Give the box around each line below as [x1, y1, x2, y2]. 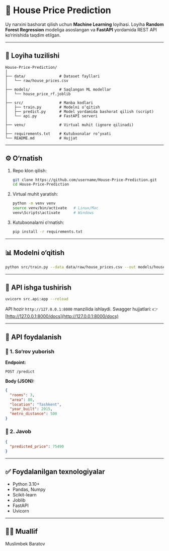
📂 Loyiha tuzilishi [5, 52, 60, 60]
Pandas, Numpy [12, 486, 46, 492]
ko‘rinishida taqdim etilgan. [5, 32, 61, 38]
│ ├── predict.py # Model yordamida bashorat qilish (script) [5, 109, 154, 114]
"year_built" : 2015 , [10, 406, 53, 411]
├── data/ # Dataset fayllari [5, 73, 100, 79]
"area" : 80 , [10, 397, 35, 402]
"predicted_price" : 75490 [10, 444, 64, 449]
